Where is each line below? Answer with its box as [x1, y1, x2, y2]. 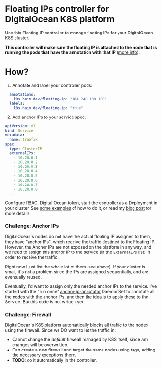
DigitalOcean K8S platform [5, 14, 115, 25]
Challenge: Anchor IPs [5, 222, 59, 229]
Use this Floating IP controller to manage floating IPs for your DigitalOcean [5, 30, 153, 35]
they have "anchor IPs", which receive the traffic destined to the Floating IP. [5, 239, 156, 245]
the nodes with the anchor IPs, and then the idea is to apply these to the [5, 294, 148, 300]
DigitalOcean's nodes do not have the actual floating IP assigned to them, [5, 234, 151, 239]
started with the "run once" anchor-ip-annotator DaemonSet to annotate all [5, 288, 155, 294]
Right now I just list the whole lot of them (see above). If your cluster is [5, 264, 146, 269]
